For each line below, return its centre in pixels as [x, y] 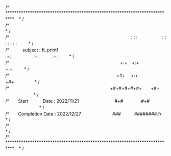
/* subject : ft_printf [32, 50]
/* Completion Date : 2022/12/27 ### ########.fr [83, 114]
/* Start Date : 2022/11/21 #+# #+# [78, 101]
